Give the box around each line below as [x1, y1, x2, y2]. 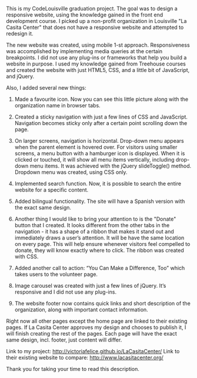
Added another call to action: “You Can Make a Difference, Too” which [14, 265, 185, 271]
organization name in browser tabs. [14, 102, 101, 109]
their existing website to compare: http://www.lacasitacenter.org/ [6, 354, 163, 361]
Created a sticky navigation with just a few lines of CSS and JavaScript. [14, 113, 188, 120]
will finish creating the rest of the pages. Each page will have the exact [6, 330, 178, 337]
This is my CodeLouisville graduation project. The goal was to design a [6, 5, 178, 12]
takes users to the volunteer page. [14, 271, 98, 278]
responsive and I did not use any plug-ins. [14, 288, 116, 295]
